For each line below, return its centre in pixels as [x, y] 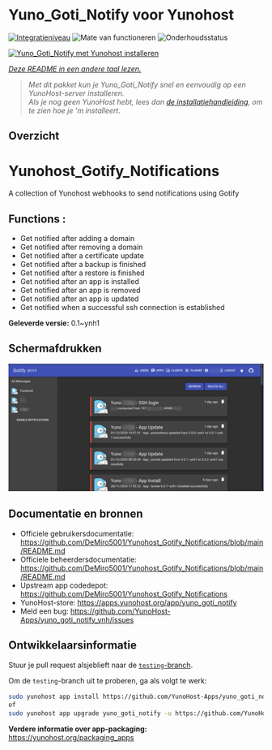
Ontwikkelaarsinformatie [73, 646]
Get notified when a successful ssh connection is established [122, 308]
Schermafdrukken [55, 349]
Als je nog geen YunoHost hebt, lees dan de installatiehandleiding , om [145, 101]
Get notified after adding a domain [77, 239]
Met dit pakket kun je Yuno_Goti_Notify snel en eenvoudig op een [137, 84]
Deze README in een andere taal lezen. [75, 69]
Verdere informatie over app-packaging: [78, 729]
